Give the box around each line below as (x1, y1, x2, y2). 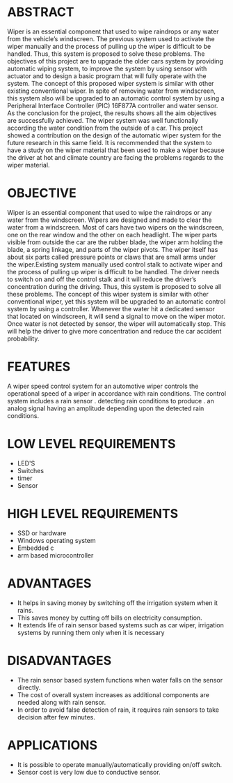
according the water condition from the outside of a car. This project (7, 124, 203, 132)
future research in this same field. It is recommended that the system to (7, 138, 212, 147)
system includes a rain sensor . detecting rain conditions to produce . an (7, 396, 214, 405)
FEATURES (7, 359, 71, 375)
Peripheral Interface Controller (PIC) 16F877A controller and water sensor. (7, 101, 218, 110)
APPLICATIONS (7, 737, 98, 753)
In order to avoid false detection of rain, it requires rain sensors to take (17, 706, 219, 714)
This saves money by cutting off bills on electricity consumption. (17, 613, 203, 622)
